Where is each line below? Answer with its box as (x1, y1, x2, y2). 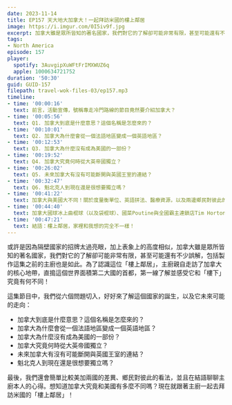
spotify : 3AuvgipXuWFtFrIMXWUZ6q (13, 62, 110, 69)
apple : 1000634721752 (13, 68, 76, 75)
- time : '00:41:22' (7, 190, 64, 197)
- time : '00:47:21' (7, 216, 64, 223)
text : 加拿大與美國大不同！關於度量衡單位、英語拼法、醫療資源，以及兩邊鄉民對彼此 (13, 197, 222, 204)
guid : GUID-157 (7, 81, 51, 88)
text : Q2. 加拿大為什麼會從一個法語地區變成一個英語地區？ (13, 132, 163, 139)
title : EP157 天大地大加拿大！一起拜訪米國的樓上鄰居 (7, 17, 146, 24)
